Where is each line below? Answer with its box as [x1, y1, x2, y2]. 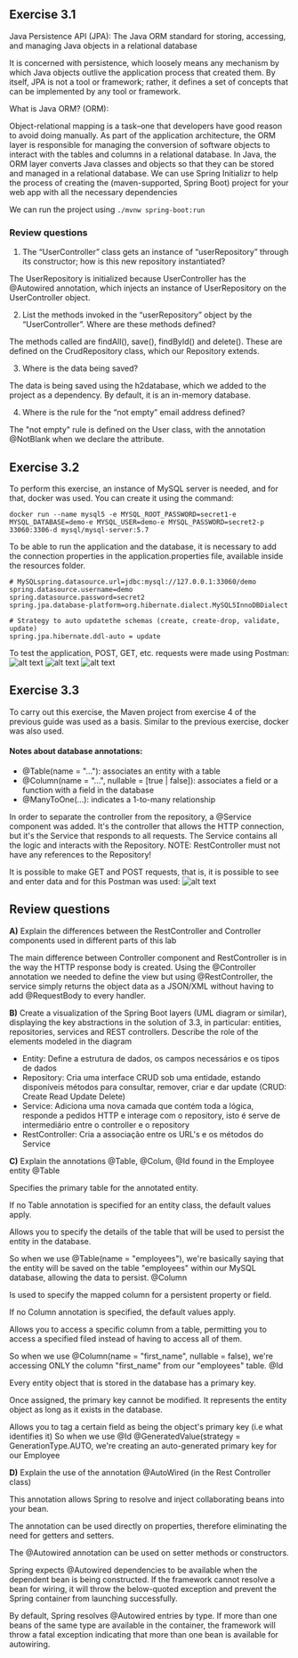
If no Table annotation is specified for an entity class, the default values [9, 1199, 271, 1211]
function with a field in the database [21, 784, 154, 795]
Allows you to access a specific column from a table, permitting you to [9, 1324, 267, 1334]
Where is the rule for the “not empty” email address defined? [21, 407, 246, 418]
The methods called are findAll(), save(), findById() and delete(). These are [9, 336, 283, 347]
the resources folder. [9, 560, 86, 570]
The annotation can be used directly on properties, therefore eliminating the [9, 1520, 287, 1531]
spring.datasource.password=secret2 [9, 593, 145, 602]
